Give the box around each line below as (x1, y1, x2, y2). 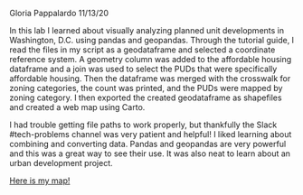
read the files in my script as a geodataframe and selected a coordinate (9, 44, 276, 55)
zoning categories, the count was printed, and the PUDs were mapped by (9, 83, 283, 93)
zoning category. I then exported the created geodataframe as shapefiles (9, 92, 282, 103)
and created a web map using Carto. (9, 102, 146, 112)
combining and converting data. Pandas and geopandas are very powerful (9, 139, 287, 149)
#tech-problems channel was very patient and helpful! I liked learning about (9, 129, 292, 139)
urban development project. (9, 158, 113, 168)
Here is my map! (9, 175, 71, 186)
